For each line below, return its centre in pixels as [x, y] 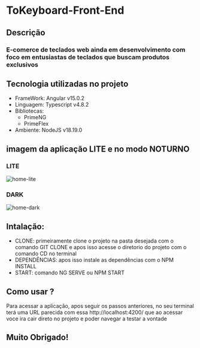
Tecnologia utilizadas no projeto [67, 84]
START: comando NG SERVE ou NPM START [69, 273]
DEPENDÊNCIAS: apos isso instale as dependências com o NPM [94, 260]
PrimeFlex [36, 124]
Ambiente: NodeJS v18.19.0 [49, 130]
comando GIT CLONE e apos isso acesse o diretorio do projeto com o [101, 247]
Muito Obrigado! [37, 338]
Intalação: [25, 226]
